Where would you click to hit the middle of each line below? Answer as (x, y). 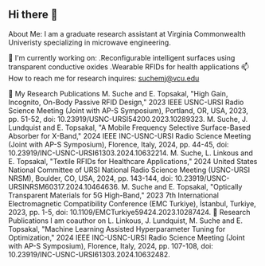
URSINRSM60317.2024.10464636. (64, 186)
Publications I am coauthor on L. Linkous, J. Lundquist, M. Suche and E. (125, 221)
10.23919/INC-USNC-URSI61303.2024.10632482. (90, 254)
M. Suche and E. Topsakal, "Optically (182, 186)
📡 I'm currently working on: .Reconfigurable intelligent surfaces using (122, 57)
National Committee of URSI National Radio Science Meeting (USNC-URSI (129, 170)
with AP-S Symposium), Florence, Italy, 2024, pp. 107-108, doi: (111, 246)
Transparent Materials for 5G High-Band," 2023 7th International (113, 195)
